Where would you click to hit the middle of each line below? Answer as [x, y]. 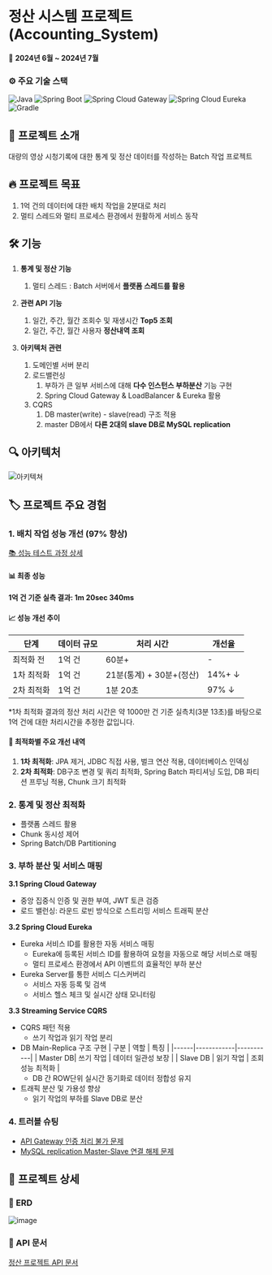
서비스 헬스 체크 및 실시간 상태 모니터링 [94, 995]
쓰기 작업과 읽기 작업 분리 [73, 1038]
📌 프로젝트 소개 [44, 135]
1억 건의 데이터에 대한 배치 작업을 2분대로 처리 [93, 205]
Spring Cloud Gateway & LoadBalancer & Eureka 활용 [133, 395]
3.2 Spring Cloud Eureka [50, 927]
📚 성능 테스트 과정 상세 [46, 553]
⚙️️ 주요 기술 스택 [38, 80]
